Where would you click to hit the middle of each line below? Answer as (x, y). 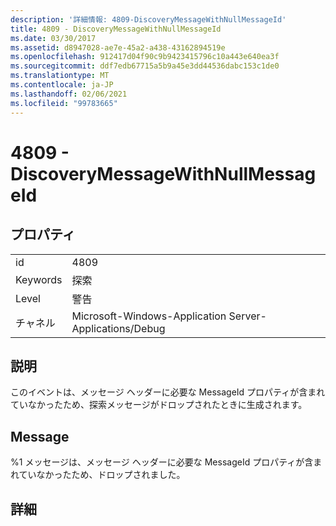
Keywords (39, 279)
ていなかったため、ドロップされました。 (102, 475)
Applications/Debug (118, 328)
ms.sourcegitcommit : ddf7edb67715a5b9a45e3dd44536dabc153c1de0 (145, 66)
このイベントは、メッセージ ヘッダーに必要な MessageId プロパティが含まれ (168, 392)
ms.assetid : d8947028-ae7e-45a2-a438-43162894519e (118, 47)
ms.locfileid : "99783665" (64, 103)
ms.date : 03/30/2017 (53, 38)
